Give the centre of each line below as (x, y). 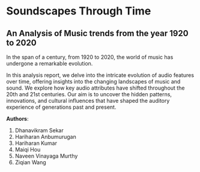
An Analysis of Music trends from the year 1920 (97, 33)
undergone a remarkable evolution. (50, 63)
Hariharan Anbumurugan (45, 137)
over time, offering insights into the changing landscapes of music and (93, 81)
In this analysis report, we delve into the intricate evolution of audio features (100, 75)
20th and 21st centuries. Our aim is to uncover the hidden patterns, (89, 94)
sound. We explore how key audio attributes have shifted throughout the (95, 88)
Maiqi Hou (28, 149)
